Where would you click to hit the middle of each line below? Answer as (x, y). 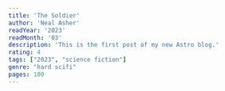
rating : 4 (25, 52)
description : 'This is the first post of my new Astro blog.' (114, 45)
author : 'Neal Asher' (44, 23)
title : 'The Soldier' (44, 15)
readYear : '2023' (37, 30)
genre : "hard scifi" (43, 67)
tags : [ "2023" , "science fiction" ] (67, 60)
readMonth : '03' (35, 38)
